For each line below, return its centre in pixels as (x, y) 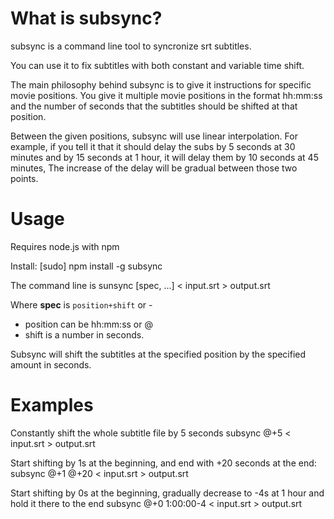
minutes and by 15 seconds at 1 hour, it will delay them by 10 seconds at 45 (164, 157)
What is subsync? (86, 18)
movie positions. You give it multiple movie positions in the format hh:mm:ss (166, 95)
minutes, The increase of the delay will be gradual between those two (154, 168)
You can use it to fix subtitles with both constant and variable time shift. (157, 65)
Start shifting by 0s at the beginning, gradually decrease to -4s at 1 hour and (167, 493)
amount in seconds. (51, 364)
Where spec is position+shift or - (81, 304)
